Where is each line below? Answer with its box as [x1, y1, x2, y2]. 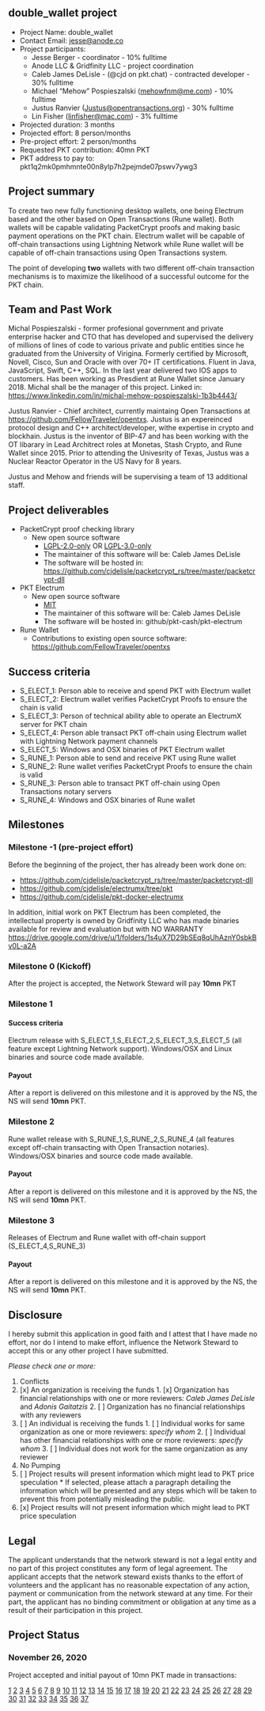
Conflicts [19, 1376, 50, 1387]
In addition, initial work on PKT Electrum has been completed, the [8, 907, 221, 917]
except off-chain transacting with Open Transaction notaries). [8, 1142, 210, 1152]
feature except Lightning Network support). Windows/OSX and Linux [8, 1044, 233, 1054]
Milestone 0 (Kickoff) [8, 960, 92, 971]
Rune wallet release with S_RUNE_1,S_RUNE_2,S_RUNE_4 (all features [8, 1134, 235, 1144]
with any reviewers [19, 1410, 81, 1420]
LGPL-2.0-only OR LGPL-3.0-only [43, 541, 152, 551]
